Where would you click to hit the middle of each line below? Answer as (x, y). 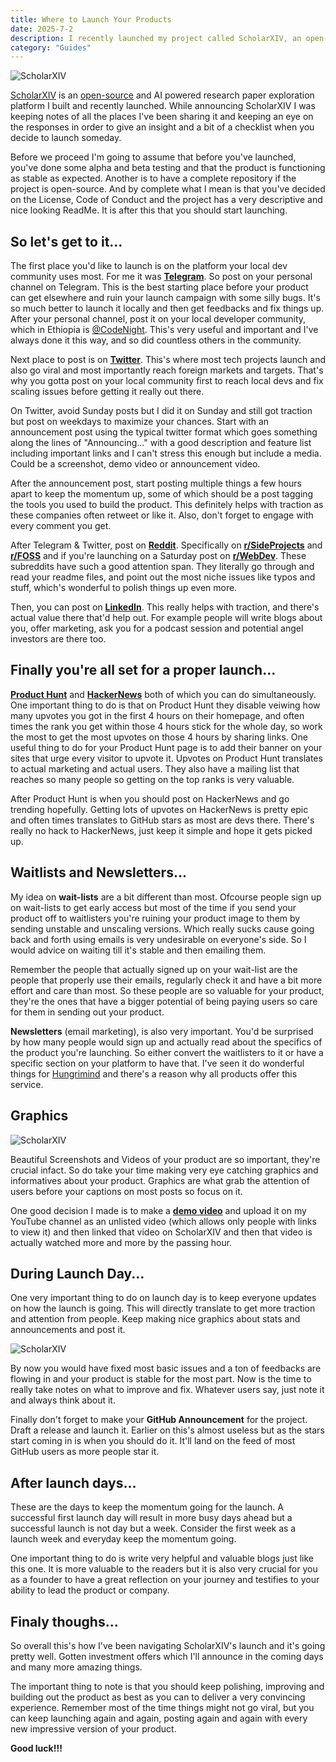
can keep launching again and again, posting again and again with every (159, 1718)
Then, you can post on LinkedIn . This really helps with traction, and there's (165, 607)
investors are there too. (58, 639)
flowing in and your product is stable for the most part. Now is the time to (161, 1379)
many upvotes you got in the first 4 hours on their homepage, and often (157, 715)
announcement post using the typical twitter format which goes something (164, 432)
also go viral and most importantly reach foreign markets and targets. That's (167, 370)
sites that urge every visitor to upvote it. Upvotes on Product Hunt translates (166, 758)
